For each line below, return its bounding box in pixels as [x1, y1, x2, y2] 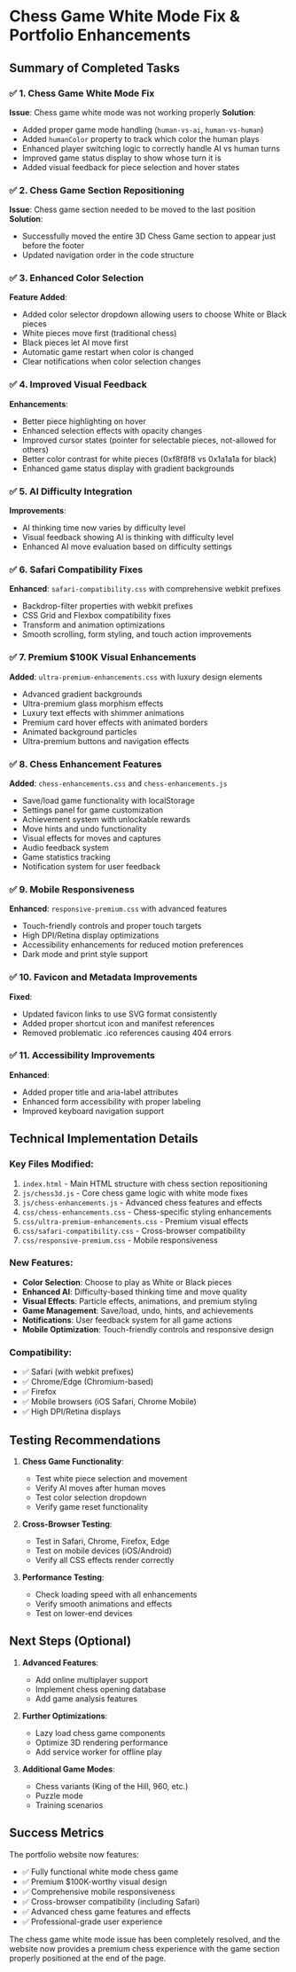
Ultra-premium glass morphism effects [21, 698, 164, 709]
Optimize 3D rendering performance [35, 1737, 168, 1748]
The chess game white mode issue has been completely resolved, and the [9, 1934, 281, 1945]
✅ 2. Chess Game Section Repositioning [9, 184, 184, 196]
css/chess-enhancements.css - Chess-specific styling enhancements [21, 1206, 272, 1217]
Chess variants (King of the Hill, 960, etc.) [35, 1780, 189, 1791]
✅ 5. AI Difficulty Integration [9, 485, 133, 498]
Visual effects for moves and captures [21, 832, 161, 844]
